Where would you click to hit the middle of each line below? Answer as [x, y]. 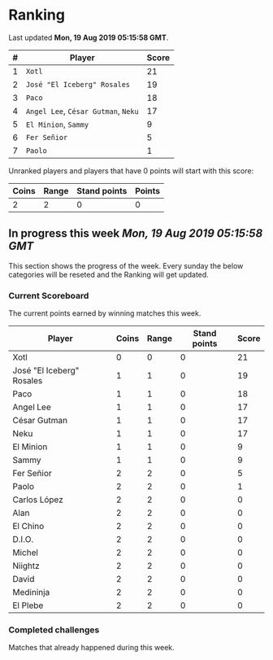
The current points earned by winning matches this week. [105, 313]
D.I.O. [23, 540]
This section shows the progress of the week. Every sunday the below [126, 265]
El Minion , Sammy [57, 124]
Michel [26, 553]
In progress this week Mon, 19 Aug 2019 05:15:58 [136, 234]
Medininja [31, 592]
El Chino [28, 527]
